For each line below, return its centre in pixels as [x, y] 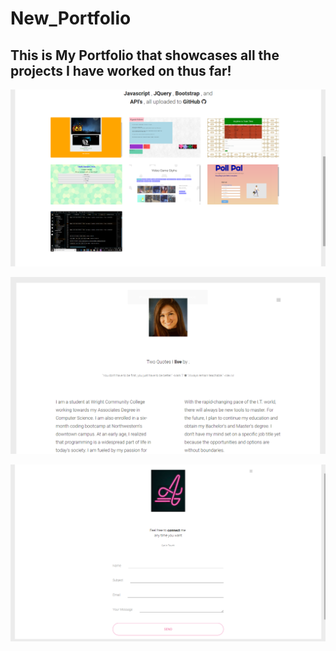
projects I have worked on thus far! [121, 70]
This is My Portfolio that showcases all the [145, 55]
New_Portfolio [71, 18]
